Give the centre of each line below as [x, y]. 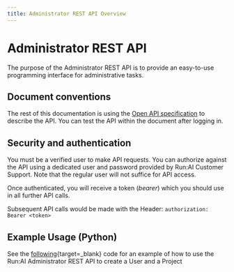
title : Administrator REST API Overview [67, 14]
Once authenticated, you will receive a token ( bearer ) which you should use [116, 188]
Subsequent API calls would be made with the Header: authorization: [108, 209]
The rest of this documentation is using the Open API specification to [106, 114]
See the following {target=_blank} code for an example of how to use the [111, 254]
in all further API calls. [39, 195]
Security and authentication [69, 143]
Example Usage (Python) [62, 237]
